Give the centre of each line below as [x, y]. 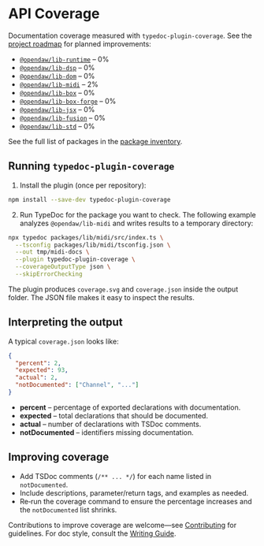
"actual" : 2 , [37, 378]
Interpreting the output [66, 323]
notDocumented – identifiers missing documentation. [107, 432]
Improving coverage [59, 457]
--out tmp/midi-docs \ [52, 252]
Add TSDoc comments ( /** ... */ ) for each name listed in [115, 476]
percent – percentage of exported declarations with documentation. [130, 407]
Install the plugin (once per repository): [83, 185]
